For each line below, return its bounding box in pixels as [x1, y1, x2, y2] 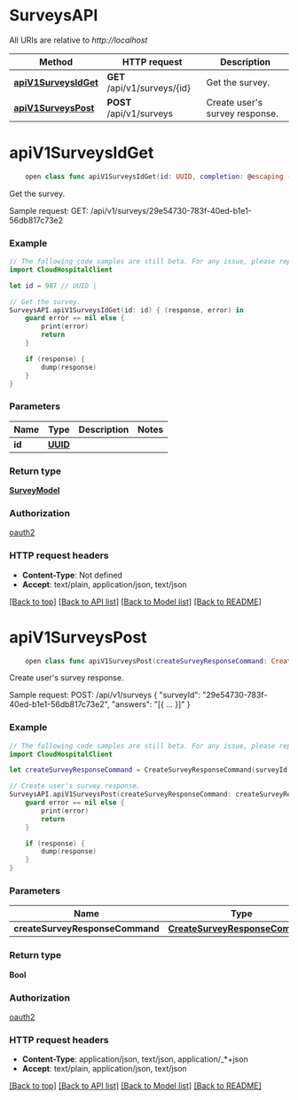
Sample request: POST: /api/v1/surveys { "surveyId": [9, 689, 201, 701]
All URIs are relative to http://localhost [9, 35, 148, 45]
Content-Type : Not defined [21, 570, 122, 580]
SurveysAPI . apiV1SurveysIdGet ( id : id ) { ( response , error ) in [9, 305, 244, 315]
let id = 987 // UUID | [9, 281, 98, 290]
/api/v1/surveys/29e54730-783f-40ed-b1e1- [90, 205, 253, 216]
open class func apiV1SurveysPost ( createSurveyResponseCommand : [25, 656, 268, 665]
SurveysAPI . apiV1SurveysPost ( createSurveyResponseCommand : [9, 790, 232, 799]
